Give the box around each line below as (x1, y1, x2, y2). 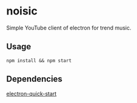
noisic (6, 4, 38, 18)
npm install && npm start (6, 57, 72, 64)
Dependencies (6, 74, 62, 84)
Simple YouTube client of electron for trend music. (6, 24, 132, 31)
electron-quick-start (6, 90, 57, 97)
